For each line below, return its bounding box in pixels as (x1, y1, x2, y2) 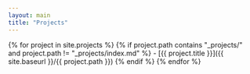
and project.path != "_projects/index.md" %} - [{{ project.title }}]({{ (8, 48, 224, 58)
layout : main (8, 11, 51, 19)
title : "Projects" (8, 19, 68, 26)
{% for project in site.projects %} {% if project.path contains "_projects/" (8, 40, 243, 49)
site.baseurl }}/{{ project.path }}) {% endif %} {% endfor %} (8, 56, 201, 66)
